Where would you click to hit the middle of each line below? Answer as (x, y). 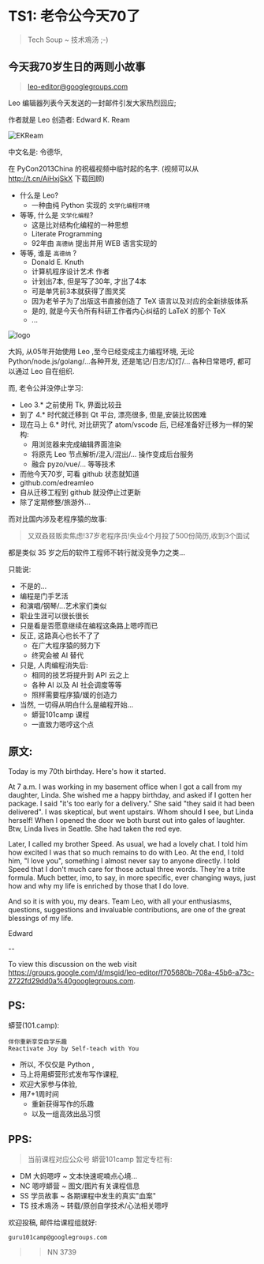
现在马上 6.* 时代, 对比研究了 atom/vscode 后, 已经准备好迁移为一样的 (133, 424)
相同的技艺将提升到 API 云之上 (80, 675)
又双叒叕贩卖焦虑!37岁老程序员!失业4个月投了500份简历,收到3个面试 (139, 535)
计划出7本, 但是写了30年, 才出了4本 (89, 281)
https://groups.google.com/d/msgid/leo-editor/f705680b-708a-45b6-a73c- (131, 972)
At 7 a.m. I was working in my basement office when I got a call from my (125, 787)
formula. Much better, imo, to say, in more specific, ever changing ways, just (132, 877)
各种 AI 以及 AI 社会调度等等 (76, 685)
